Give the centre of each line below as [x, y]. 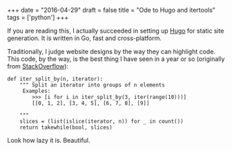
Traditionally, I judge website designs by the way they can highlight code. [112, 52]
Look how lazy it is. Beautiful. [49, 140]
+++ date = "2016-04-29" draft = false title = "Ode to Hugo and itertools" [112, 10]
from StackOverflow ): [38, 66]
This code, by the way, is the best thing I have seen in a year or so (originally [116, 59]
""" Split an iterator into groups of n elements [93, 85]
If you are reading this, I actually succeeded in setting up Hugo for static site [116, 31]
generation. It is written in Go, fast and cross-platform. [85, 38]
